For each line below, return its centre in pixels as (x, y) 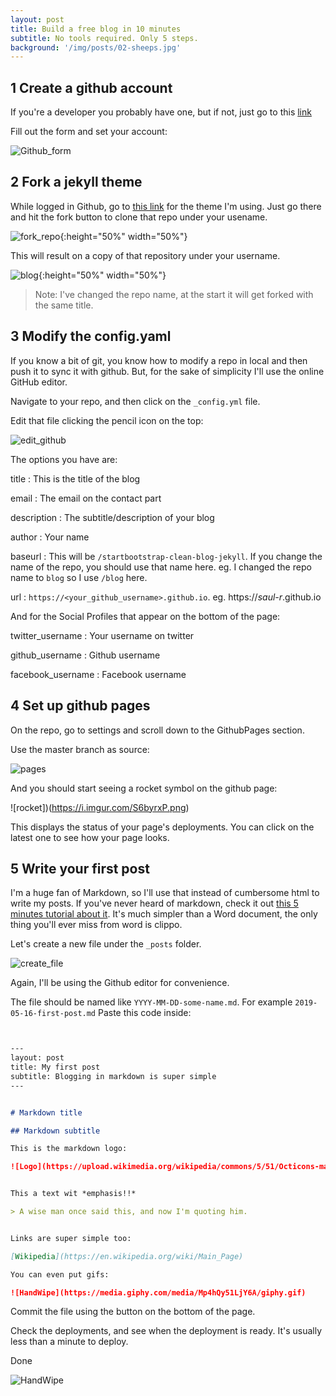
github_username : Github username (85, 655)
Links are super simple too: (71, 1238)
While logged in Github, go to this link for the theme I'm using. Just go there (166, 206)
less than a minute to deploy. (69, 1342)
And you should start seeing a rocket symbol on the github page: (144, 788)
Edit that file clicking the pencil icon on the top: (107, 420)
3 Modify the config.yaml (91, 336)
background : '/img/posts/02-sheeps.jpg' (96, 47)
